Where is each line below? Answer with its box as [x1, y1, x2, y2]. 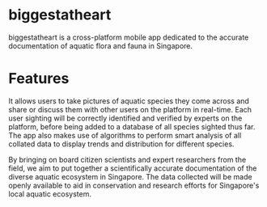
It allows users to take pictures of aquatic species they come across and [8, 95, 249, 106]
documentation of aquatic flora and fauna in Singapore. [8, 40, 193, 50]
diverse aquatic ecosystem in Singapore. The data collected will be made [8, 171, 252, 181]
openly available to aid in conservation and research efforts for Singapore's [8, 180, 260, 190]
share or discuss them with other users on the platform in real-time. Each [8, 104, 252, 114]
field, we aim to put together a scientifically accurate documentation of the [8, 163, 257, 173]
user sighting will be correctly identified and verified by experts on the [8, 113, 243, 123]
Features [8, 70, 70, 88]
